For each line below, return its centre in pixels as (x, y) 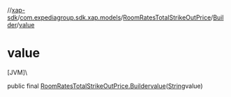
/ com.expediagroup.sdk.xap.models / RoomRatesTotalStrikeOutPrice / (115, 17)
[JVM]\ (17, 72)
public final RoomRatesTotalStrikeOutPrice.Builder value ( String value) (105, 86)
